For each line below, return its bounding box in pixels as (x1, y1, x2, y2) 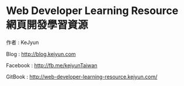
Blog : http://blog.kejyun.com (6, 50, 76, 57)
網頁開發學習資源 (6, 19, 89, 32)
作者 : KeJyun (6, 39, 39, 46)
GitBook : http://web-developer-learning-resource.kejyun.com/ (6, 73, 158, 80)
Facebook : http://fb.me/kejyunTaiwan (6, 61, 98, 68)
